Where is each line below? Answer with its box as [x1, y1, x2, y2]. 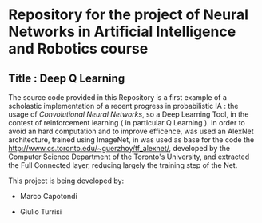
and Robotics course [8, 40, 149, 58]
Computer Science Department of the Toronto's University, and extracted [8, 152, 250, 161]
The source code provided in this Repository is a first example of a [8, 93, 228, 102]
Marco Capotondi [19, 192, 77, 201]
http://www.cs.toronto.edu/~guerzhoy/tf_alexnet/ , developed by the [8, 144, 230, 153]
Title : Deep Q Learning [8, 71, 125, 85]
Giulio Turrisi [19, 207, 62, 217]
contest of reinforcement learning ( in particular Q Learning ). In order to [8, 118, 245, 127]
